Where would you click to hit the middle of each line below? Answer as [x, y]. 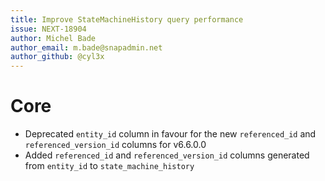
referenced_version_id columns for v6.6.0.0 [115, 145]
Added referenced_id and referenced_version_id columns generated [167, 155]
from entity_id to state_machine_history [109, 166]
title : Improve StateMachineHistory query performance [127, 19]
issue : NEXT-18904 [48, 29]
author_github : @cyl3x [57, 57]
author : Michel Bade [53, 38]
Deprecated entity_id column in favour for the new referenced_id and [170, 134]
